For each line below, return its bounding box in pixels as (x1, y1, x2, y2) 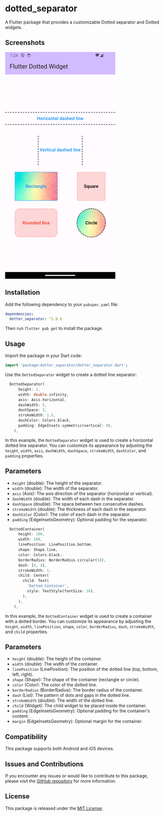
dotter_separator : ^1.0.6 (9, 317, 63, 322)
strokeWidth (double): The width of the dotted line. (12, 697, 114, 704)
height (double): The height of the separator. (12, 480, 103, 486)
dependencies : (5, 311, 34, 316)
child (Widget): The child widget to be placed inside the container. (12, 703, 147, 709)
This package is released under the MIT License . (5, 805, 104, 811)
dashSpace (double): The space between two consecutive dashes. (12, 501, 144, 507)
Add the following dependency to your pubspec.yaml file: (5, 301, 118, 307)
